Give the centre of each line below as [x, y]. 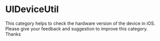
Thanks [13, 34]
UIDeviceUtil [32, 9]
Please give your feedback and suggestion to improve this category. [77, 28]
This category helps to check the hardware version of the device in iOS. [81, 23]
